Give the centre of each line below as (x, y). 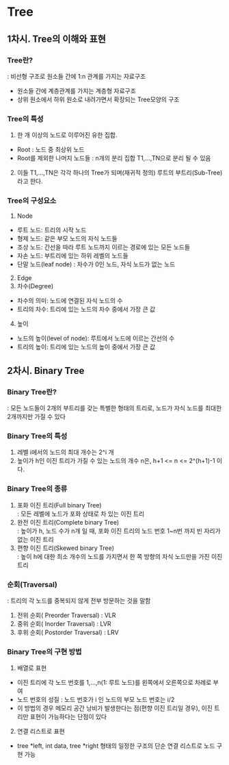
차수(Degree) (35, 286)
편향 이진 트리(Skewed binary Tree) (66, 548)
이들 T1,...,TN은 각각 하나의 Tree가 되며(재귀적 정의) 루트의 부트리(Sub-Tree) (120, 173)
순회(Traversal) (32, 584)
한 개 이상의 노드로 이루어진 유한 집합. (67, 135)
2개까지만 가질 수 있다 (37, 417)
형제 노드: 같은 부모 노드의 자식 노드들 (67, 239)
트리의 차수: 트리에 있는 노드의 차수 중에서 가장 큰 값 (86, 310)
